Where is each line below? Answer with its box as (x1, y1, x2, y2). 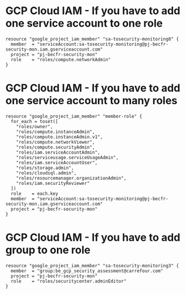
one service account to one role (5, 16, 163, 30)
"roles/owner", (16, 124, 53, 130)
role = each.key (11, 190, 59, 197)
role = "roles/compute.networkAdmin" (11, 57, 111, 62)
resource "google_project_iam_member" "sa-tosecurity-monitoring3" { (5, 263, 180, 269)
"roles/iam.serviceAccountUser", (16, 160, 98, 165)
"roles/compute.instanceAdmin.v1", (16, 134, 103, 140)
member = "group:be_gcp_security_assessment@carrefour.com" (11, 268, 164, 274)
